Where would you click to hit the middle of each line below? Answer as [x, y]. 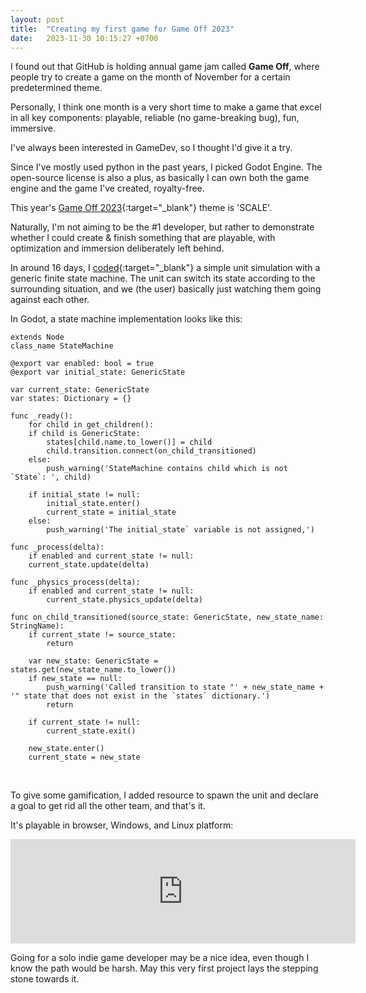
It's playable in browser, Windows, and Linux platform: [122, 825]
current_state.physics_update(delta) [124, 600]
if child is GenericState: [84, 434]
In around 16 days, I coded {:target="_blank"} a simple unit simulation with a [165, 268]
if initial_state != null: [84, 495]
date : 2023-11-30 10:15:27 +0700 [84, 38]
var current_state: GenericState [80, 390]
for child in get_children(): [91, 425]
